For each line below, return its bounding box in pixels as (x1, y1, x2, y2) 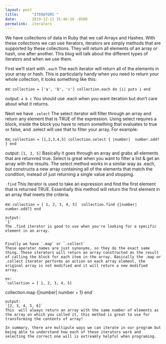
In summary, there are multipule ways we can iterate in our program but (5, 325, 162, 331)
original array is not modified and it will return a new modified (5, 263, 148, 268)
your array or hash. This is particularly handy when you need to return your (5, 71, 159, 77)
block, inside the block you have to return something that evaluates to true (5, 121, 158, 127)
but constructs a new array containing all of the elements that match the (5, 166, 153, 172)
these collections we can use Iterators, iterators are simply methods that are (5, 40, 161, 46)
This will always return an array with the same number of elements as (5, 308, 159, 313)
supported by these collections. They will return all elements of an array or (5, 45, 158, 51)
